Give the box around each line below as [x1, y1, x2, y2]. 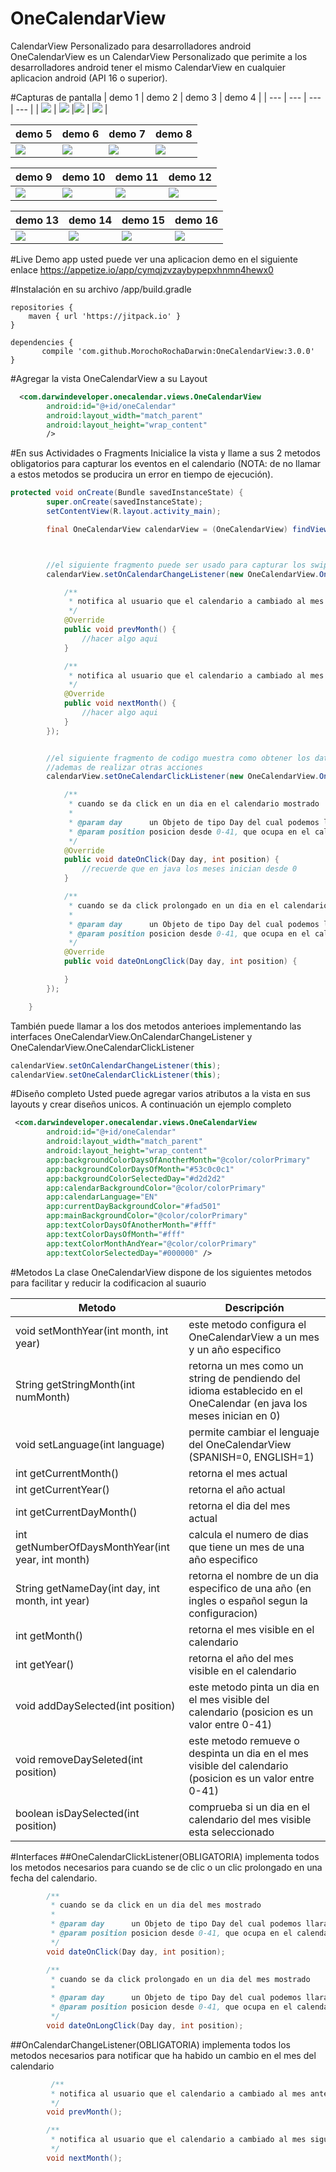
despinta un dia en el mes [188, 1746, 310, 1760]
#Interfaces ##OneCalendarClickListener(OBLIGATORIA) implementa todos [10, 1850, 320, 1862]
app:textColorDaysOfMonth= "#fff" [46, 1229, 186, 1239]
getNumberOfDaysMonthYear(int [15, 1540, 170, 1554]
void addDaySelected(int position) [15, 1698, 176, 1712]
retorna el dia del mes [188, 1498, 291, 1512]
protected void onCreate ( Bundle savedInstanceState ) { [10, 488, 244, 498]
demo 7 [108, 127, 147, 141]
